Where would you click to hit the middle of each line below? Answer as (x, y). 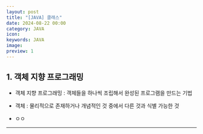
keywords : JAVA (25, 40)
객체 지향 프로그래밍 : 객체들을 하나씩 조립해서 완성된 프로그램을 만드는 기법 (104, 93)
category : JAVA (25, 29)
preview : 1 (20, 51)
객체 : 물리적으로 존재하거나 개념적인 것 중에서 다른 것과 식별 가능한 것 (97, 106)
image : (14, 46)
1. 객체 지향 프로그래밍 (45, 77)
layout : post (23, 12)
